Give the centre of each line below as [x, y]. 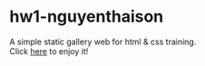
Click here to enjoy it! [49, 51]
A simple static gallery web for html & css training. [103, 42]
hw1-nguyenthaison [87, 17]
